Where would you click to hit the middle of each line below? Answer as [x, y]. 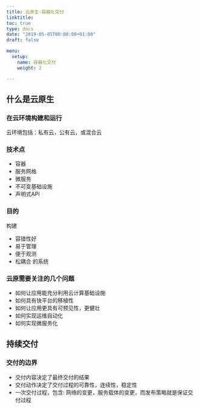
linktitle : [20, 18]
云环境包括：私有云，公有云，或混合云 [54, 132]
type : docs [20, 29]
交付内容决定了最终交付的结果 [52, 377]
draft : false [23, 40]
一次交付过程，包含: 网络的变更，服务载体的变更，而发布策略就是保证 [101, 392]
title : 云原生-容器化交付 [35, 12]
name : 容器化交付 [37, 62]
